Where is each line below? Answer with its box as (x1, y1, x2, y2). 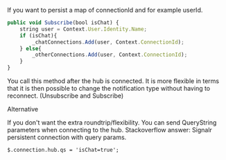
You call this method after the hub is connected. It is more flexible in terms (7, 77, 220, 85)
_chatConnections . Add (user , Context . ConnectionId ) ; (32, 38, 185, 46)
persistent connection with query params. (7, 133, 127, 141)
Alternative (7, 105, 39, 113)
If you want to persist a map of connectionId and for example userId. (7, 6, 203, 14)
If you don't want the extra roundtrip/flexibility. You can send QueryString (7, 118, 217, 127)
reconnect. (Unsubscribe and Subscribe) (7, 91, 124, 100)
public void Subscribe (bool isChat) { (7, 19, 119, 26)
